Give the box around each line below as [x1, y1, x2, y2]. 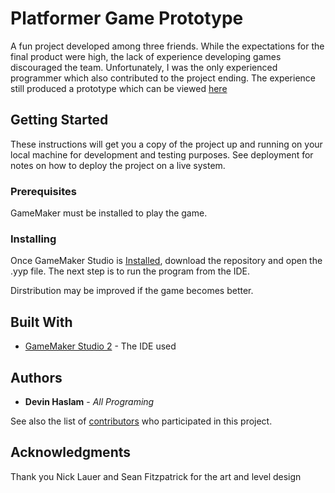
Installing [10, 232, 57, 246]
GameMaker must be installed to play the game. [10, 207, 208, 219]
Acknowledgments [10, 444, 132, 461]
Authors [10, 369, 63, 386]
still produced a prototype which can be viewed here [10, 82, 228, 94]
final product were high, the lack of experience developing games [10, 50, 282, 62]
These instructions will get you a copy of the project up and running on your [10, 138, 323, 150]
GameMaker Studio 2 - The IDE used [24, 340, 177, 352]
